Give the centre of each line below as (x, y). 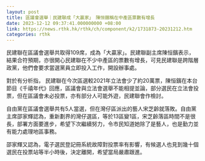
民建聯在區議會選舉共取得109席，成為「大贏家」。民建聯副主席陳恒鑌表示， (100, 53)
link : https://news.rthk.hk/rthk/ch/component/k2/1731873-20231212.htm (99, 29)
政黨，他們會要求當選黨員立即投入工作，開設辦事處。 (73, 68)
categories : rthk (28, 35)
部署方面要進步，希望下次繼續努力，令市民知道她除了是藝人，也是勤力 (105, 124)
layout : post (23, 12)
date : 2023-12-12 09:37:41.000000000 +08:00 (64, 23)
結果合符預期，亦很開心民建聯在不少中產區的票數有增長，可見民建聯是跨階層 (103, 60)
